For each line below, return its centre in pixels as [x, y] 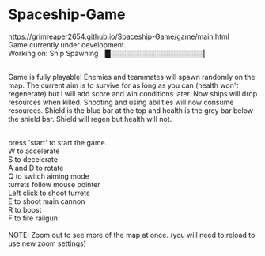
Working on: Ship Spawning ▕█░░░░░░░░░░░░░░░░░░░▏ [109, 53]
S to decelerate [33, 159]
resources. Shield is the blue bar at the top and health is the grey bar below [131, 110]
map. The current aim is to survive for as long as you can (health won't [123, 85]
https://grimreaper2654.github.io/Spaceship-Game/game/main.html [119, 36]
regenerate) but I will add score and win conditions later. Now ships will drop [133, 93]
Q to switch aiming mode [49, 176]
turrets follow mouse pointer [54, 184]
